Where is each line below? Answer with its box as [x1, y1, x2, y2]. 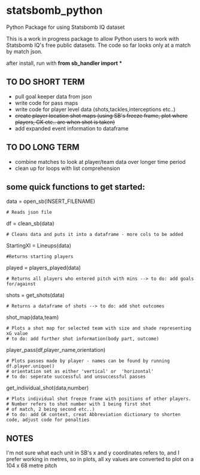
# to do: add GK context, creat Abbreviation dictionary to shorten [6, 412, 181, 418]
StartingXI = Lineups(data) [6, 242, 72, 249]
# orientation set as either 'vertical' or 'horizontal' [6, 369, 154, 375]
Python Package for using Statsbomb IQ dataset [6, 23, 125, 31]
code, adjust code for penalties [6, 417, 90, 423]
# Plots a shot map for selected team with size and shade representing [6, 325, 192, 331]
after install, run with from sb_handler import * [6, 59, 123, 67]
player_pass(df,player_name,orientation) [6, 346, 106, 354]
